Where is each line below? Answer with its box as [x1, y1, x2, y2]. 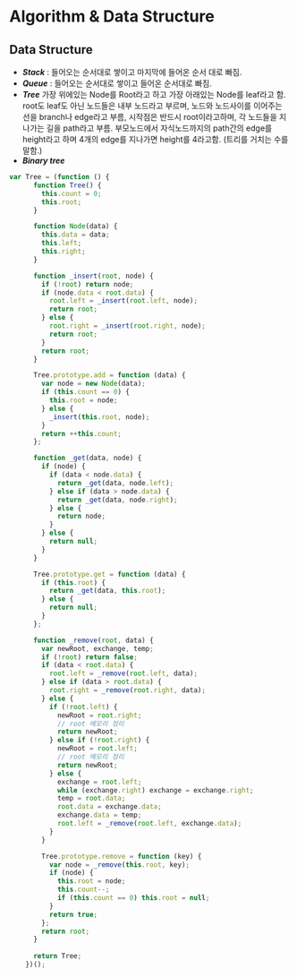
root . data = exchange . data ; [56, 802, 163, 811]
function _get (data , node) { [32, 454, 142, 463]
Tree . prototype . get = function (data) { [32, 570, 186, 578]
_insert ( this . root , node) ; [48, 412, 150, 422]
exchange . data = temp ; [56, 810, 142, 820]
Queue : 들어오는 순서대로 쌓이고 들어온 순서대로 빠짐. [21, 78, 212, 89]
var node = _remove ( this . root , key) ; [48, 860, 191, 870]
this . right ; [41, 247, 87, 256]
